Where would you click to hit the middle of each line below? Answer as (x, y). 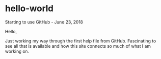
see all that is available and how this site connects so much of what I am (78, 46)
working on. (17, 51)
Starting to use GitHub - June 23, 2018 (44, 22)
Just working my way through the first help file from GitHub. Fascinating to (80, 41)
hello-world (29, 9)
